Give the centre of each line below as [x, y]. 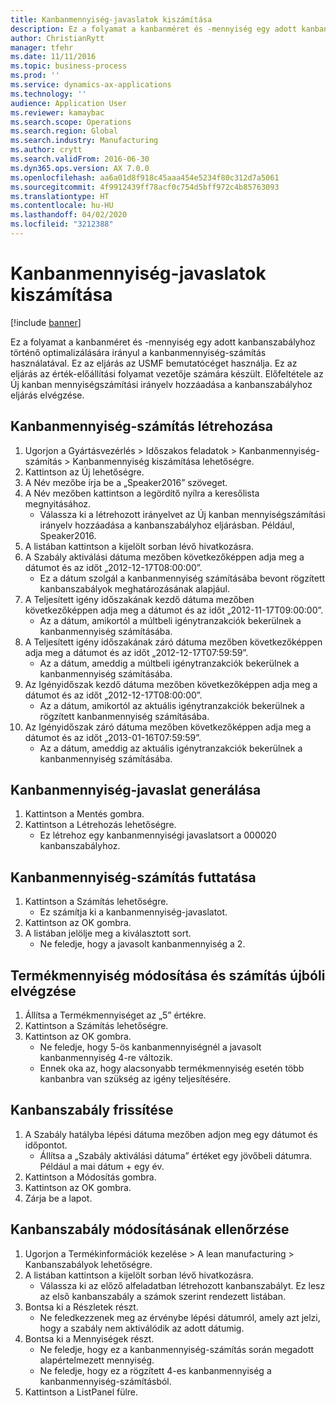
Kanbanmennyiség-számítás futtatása [133, 877]
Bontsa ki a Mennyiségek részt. [89, 1338]
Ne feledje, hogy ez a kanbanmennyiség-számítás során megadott [177, 1349]
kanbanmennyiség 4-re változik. [106, 1058]
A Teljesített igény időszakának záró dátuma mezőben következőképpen [173, 642]
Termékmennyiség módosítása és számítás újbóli [168, 975]
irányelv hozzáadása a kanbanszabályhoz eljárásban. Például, [167, 525]
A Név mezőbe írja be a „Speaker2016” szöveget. [126, 482]
